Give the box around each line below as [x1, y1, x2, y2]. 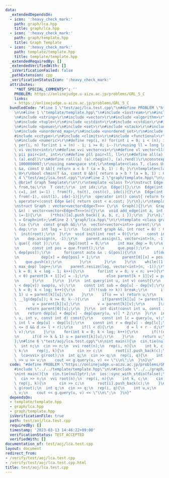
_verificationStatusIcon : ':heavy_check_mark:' [10, 77, 112, 82]
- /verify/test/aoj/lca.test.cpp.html [5, 460, 87, 465]
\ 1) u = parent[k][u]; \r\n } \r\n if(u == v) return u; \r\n [14, 292, 156, 297]
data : [5, 7, 17, 13]
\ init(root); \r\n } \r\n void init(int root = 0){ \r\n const [14, 231, 158, 236]
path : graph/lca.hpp [14, 21, 57, 27]
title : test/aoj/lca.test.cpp [5, 465, 69, 470]
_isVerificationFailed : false [10, 68, 73, 73]
